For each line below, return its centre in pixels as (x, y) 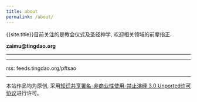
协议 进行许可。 (24, 93)
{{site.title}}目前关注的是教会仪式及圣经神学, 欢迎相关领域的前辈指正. (89, 34)
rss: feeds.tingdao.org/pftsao (41, 68)
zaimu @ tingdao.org (31, 46)
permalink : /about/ (30, 17)
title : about (22, 11)
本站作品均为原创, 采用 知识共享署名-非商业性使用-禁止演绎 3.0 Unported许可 (98, 86)
